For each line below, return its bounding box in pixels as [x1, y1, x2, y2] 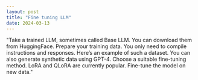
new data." [6, 69, 33, 76]
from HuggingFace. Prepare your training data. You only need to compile [6, 43, 187, 50]
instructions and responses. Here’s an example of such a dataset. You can [6, 49, 191, 57]
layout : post [6, 8, 39, 15]
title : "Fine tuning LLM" [6, 14, 71, 20]
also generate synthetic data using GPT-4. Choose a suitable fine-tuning [6, 55, 187, 63]
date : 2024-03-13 [6, 20, 50, 26]
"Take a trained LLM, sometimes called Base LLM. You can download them [6, 37, 192, 44]
